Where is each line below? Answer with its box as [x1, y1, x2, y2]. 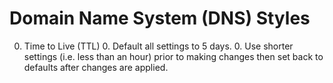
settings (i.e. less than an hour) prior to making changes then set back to [23, 50, 324, 62]
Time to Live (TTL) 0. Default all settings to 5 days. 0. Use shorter [23, 40, 294, 52]
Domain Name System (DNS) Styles [9, 7, 311, 30]
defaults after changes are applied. [23, 61, 169, 73]
